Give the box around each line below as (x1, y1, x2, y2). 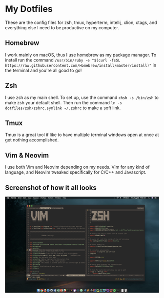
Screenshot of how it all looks (5, 183, 97, 192)
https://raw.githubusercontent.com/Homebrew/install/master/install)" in (5, 62, 157, 68)
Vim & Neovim (5, 151, 49, 159)
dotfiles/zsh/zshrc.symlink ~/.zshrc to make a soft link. (5, 105, 121, 111)
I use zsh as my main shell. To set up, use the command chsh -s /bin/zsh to (5, 94, 159, 100)
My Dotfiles (5, 3, 53, 15)
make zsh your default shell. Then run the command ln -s (5, 99, 122, 105)
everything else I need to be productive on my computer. (5, 24, 120, 30)
